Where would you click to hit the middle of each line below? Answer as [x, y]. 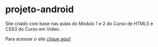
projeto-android [39, 9]
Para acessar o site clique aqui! [38, 39]
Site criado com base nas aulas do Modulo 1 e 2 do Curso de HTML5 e [79, 24]
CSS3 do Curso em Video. [33, 29]
